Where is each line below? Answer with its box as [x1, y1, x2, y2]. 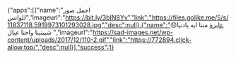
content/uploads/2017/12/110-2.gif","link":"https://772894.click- [7, 36, 192, 44]
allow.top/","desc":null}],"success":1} [7, 43, 114, 51]
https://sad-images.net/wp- [93, 28, 174, 36]
